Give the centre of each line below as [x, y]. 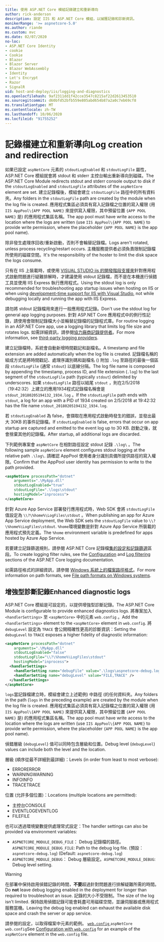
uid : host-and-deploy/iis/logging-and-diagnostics [58, 92]
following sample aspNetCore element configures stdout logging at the [75, 450]
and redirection [37, 155]
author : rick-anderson [28, 14]
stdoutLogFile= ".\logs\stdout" [46, 490]
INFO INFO [22, 780]
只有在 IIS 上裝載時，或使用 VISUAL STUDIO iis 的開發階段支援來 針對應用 [78, 270]
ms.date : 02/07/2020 [26, 37]
